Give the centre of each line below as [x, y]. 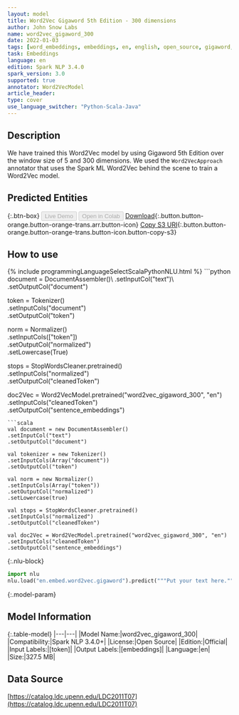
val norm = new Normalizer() [51, 479]
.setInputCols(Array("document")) [59, 461]
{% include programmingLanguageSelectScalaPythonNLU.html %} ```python [119, 272]
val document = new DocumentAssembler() [68, 429]
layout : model [28, 14]
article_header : [31, 93]
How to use [33, 254]
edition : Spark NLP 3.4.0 [46, 67]
